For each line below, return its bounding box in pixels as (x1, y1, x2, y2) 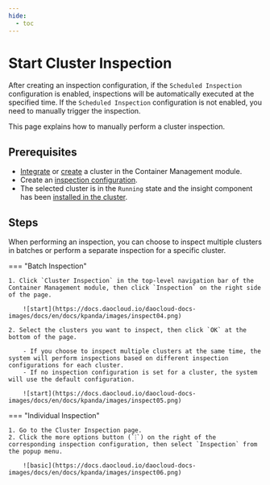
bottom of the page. (8, 334, 78, 342)
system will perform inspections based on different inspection (8, 354, 229, 363)
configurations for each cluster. (8, 362, 125, 370)
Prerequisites (8, 145, 77, 159)
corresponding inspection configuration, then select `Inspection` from (8, 441, 258, 449)
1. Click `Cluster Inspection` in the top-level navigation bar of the (8, 277, 254, 285)
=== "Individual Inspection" (8, 411, 100, 421)
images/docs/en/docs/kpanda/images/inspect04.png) (8, 312, 182, 321)
